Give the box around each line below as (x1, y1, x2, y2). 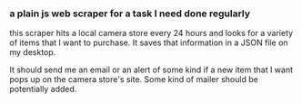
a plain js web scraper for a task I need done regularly (9, 7, 251, 20)
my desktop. (9, 47, 56, 58)
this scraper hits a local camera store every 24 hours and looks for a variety (9, 28, 294, 39)
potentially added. (9, 84, 77, 95)
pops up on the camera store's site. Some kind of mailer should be (9, 74, 259, 85)
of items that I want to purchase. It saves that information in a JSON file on (9, 37, 288, 48)
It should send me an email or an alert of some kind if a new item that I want (9, 64, 294, 75)
